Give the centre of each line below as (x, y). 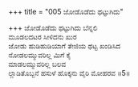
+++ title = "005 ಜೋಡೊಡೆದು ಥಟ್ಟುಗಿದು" (66, 12)
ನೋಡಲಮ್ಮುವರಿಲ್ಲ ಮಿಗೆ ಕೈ (40, 55)
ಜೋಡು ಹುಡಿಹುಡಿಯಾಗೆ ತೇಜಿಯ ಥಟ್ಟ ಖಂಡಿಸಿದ (65, 46)
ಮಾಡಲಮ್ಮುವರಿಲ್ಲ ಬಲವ (37, 64)
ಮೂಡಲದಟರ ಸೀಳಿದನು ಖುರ (43, 37)
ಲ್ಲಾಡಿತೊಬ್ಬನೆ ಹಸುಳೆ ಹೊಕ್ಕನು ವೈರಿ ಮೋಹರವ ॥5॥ (69, 73)
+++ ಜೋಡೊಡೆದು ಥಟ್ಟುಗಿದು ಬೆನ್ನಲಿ (53, 28)
